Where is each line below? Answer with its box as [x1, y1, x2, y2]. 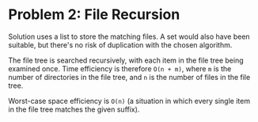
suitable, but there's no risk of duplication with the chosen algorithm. [8, 40, 233, 49]
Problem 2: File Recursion [8, 6, 180, 24]
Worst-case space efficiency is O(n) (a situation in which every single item [8, 96, 251, 105]
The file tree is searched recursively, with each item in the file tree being [8, 55, 244, 65]
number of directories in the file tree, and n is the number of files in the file [8, 72, 251, 82]
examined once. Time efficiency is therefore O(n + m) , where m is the [8, 63, 232, 73]
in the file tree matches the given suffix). [8, 105, 140, 114]
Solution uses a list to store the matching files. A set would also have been [8, 32, 251, 41]
